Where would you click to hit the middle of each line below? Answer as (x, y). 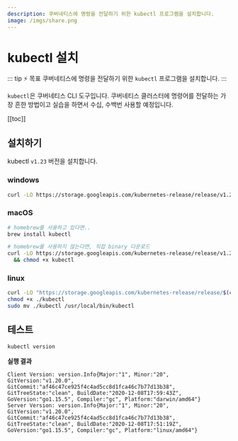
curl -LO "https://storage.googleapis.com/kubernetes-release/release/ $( (119, 293)
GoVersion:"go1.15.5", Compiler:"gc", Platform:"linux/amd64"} (103, 430)
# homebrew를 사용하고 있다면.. (49, 227)
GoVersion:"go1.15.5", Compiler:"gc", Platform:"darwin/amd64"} (104, 399)
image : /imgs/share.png (42, 21)
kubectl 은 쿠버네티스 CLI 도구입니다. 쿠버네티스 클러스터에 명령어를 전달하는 (113, 96)
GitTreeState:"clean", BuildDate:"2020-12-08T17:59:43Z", (95, 393)
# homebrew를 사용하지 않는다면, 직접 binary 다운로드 (79, 247)
